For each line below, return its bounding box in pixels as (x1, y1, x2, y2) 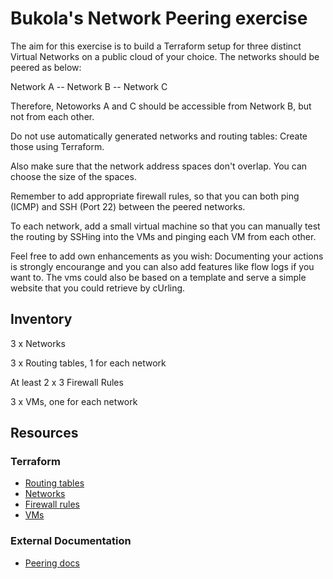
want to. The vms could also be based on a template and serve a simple (10, 271, 307, 283)
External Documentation (10, 534, 132, 548)
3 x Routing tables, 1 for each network (10, 357, 167, 369)
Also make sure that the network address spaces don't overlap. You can (10, 160, 308, 172)
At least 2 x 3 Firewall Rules (10, 376, 124, 388)
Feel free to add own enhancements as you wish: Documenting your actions (10, 250, 324, 262)
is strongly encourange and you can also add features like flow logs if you (10, 260, 315, 272)
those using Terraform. (10, 140, 105, 152)
